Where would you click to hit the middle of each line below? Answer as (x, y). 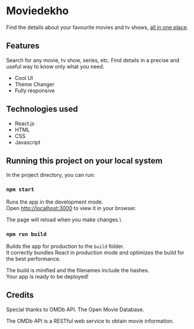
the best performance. (33, 259)
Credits (20, 295)
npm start (20, 190)
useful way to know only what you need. (55, 66)
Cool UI (24, 78)
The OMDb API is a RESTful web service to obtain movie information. (90, 321)
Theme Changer (35, 84)
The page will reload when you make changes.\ (64, 220)
